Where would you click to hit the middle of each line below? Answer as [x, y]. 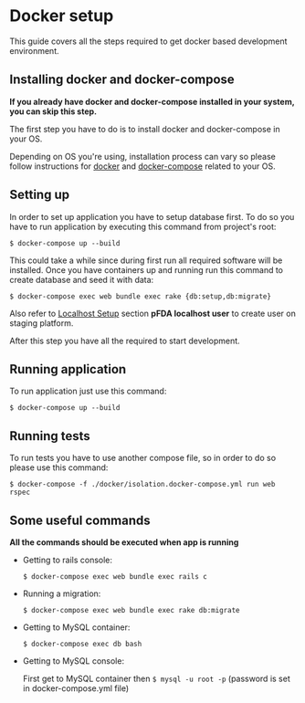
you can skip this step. [53, 111]
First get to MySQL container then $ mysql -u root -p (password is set [156, 678]
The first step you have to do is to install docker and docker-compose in [145, 129]
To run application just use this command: [88, 391]
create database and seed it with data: [82, 279]
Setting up [40, 195]
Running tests [50, 436]
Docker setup [62, 16]
